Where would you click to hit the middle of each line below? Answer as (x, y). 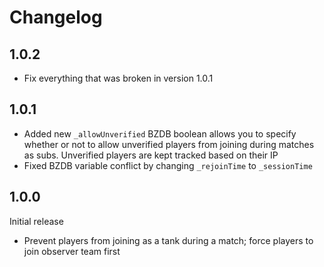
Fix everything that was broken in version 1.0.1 (118, 78)
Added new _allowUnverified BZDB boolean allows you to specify (160, 133)
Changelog (56, 17)
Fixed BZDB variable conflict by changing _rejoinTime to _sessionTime (168, 165)
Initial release (36, 221)
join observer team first (72, 251)
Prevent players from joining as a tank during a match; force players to (168, 240)
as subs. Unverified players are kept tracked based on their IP (151, 155)
